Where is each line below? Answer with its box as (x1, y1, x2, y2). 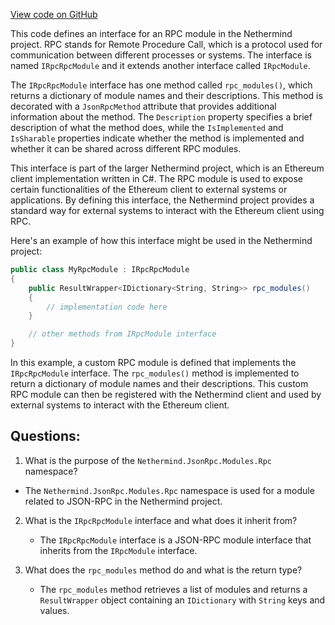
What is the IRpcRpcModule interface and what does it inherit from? (24, 514, 298, 526)
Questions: (10, 428, 81, 445)
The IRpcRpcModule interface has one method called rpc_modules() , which (10, 79, 313, 91)
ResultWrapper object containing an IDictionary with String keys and (39, 594, 326, 606)
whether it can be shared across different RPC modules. (10, 143, 242, 154)
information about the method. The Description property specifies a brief (10, 111, 313, 123)
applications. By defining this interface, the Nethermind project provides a (10, 194, 315, 206)
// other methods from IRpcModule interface (28, 329, 217, 339)
